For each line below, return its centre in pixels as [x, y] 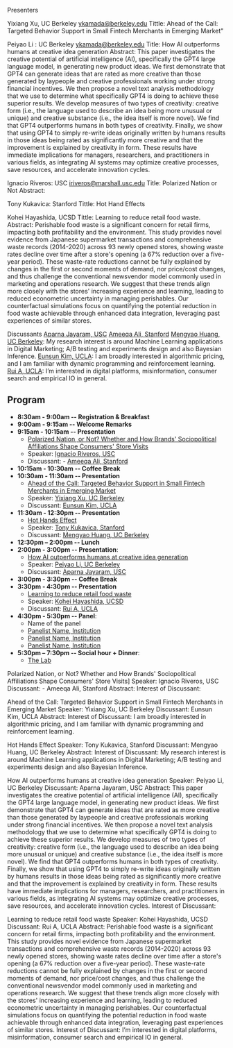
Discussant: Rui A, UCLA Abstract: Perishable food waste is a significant [110, 927]
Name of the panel [54, 623]
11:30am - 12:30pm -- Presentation [68, 512]
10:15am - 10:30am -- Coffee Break [69, 468]
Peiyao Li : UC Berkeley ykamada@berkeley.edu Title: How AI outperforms [114, 44]
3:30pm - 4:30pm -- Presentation [67, 586]
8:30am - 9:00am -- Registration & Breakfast [84, 416]
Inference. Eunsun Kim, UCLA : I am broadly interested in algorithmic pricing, [116, 356]
